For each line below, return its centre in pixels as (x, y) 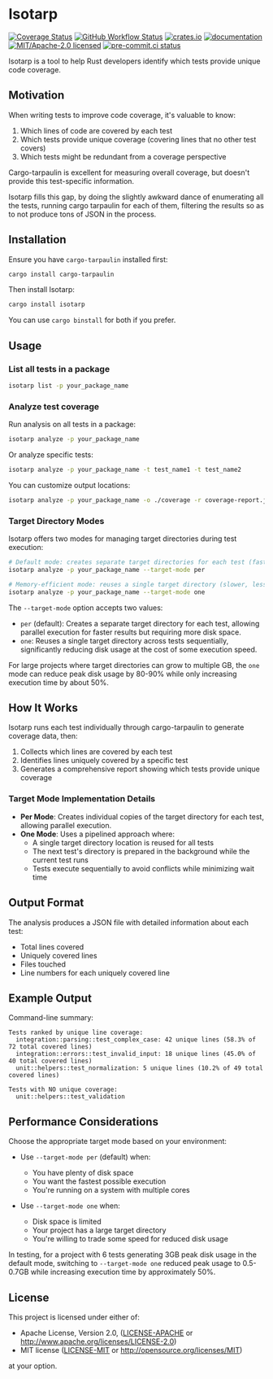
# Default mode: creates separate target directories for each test (127, 562)
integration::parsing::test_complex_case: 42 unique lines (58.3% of (136, 1040)
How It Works (43, 707)
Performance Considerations (83, 1122)
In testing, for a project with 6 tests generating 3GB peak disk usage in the (133, 1255)
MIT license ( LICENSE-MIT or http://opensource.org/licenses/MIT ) (131, 1350)
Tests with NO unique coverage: (63, 1090)
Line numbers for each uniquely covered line (95, 972)
